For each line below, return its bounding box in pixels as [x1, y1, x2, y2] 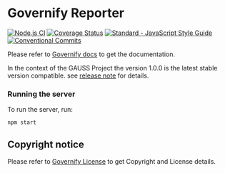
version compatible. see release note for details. [7, 71, 149, 80]
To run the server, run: [7, 105, 74, 114]
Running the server [7, 89, 76, 99]
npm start [7, 119, 37, 126]
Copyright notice [7, 138, 84, 150]
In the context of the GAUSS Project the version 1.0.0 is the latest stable [7, 63, 218, 72]
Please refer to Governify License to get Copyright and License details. [7, 157, 216, 166]
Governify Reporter [7, 5, 125, 21]
